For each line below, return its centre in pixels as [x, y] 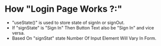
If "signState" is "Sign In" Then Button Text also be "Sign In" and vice [83, 27]
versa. [18, 33]
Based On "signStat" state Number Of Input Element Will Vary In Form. [84, 38]
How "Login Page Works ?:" [64, 9]
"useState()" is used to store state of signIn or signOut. [68, 23]
